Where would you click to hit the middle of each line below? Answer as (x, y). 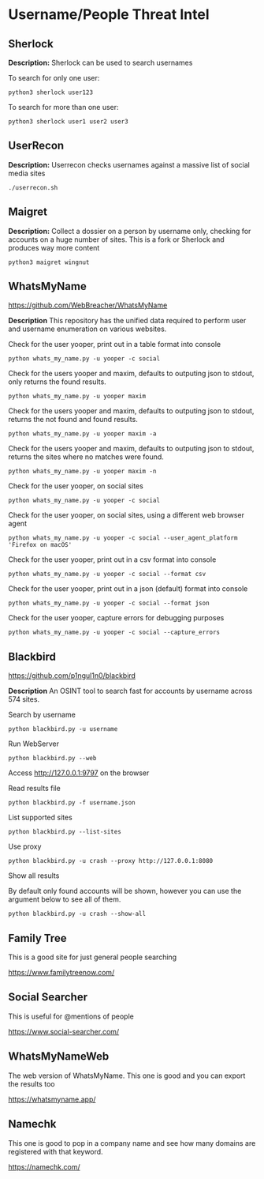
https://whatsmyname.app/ (52, 1099)
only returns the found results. (57, 382)
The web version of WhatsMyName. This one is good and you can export (127, 1075)
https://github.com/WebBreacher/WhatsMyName (88, 305)
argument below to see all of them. (65, 899)
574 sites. (24, 699)
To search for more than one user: (64, 107)
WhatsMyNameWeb (59, 1057)
